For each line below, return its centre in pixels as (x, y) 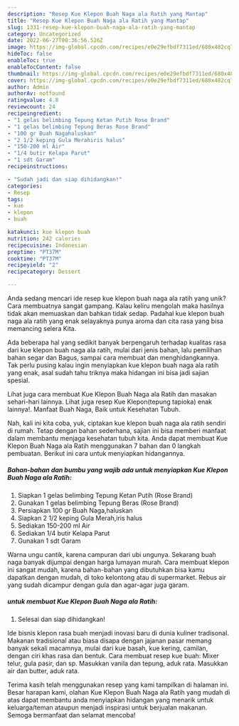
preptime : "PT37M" (34, 252)
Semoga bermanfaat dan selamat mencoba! (71, 715)
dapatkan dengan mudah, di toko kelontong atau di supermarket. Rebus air (117, 577)
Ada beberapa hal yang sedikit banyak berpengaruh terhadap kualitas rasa (117, 342)
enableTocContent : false (44, 67)
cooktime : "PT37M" (34, 259)
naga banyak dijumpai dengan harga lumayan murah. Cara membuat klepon (118, 562)
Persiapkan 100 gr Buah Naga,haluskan (75, 510)
